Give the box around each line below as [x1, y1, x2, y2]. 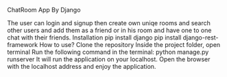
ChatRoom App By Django [7, 6, 81, 14]
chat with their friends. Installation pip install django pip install [7, 33, 182, 42]
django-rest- [182, 33, 219, 42]
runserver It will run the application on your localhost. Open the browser [7, 55, 211, 63]
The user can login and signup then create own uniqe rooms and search [7, 19, 211, 27]
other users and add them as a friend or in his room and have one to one [7, 27, 212, 34]
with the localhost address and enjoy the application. [7, 63, 156, 70]
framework [7, 41, 38, 48]
